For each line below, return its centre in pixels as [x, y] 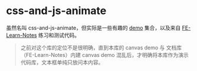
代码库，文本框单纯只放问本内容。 [62, 62]
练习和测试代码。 [59, 35]
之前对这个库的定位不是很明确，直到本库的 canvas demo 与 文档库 [101, 48]
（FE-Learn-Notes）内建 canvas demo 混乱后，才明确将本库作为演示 [104, 55]
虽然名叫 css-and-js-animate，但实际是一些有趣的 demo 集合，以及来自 [93, 28]
